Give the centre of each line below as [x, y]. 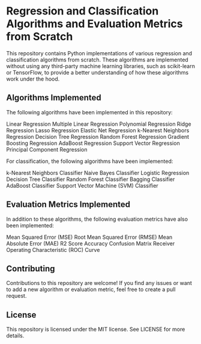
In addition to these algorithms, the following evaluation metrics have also [97, 219]
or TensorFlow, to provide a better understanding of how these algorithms [97, 72]
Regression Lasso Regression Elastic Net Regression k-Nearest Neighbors [98, 130]
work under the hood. [33, 79]
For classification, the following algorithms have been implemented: [90, 161]
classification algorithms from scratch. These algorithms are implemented [97, 60]
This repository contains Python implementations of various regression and [99, 53]
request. [16, 296]
